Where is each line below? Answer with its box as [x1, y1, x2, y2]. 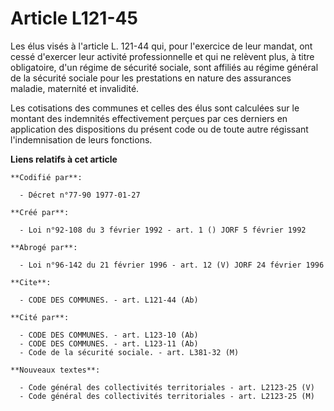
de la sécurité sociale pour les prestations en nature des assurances [10, 72, 292, 84]
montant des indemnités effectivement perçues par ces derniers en [10, 112, 288, 124]
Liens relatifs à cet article [10, 153, 118, 165]
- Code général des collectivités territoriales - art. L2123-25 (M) [19, 391, 315, 401]
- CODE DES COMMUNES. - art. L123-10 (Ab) [19, 330, 199, 340]
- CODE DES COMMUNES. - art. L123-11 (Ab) [19, 338, 199, 349]
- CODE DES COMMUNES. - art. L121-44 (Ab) [19, 295, 199, 305]
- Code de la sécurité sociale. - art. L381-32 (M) [19, 347, 240, 357]
